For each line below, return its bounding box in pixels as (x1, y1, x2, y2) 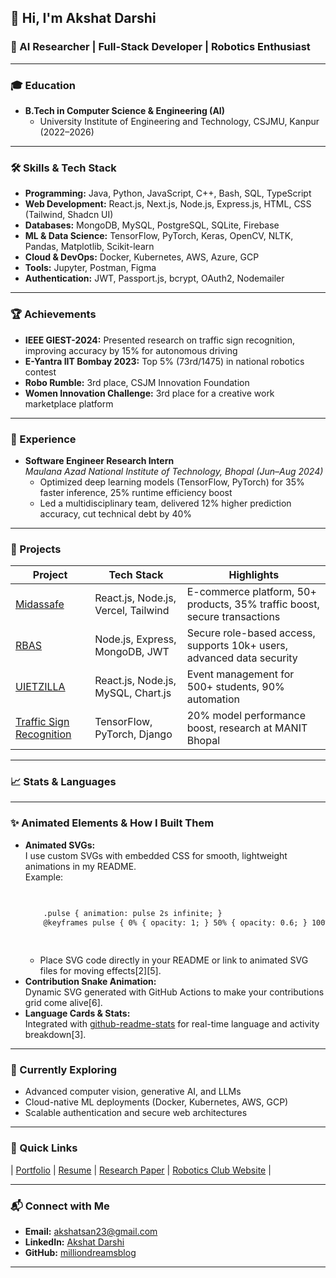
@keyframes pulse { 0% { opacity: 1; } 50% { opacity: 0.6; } (43, 917, 308, 928)
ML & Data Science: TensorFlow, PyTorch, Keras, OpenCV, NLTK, (24, 230, 294, 242)
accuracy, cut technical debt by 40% (39, 507, 193, 520)
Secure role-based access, (186, 626, 316, 640)
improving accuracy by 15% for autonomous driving (24, 344, 238, 356)
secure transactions (186, 610, 281, 624)
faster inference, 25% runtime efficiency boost (39, 486, 233, 498)
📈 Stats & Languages (10, 775, 117, 789)
